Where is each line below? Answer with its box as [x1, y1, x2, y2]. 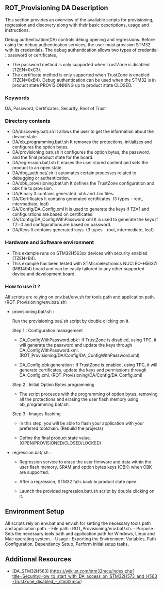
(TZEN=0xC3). [12, 67, 42, 73]
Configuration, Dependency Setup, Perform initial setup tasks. [5, 541, 129, 547]
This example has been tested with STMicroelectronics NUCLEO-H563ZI [12, 260, 158, 266]
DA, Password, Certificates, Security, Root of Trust [5, 106, 106, 111]
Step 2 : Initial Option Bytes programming [12, 382, 95, 387]
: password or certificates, [5, 52, 58, 58]
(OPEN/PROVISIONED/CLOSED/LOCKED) [19, 440, 101, 446]
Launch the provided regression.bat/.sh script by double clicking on [19, 488, 155, 494]
